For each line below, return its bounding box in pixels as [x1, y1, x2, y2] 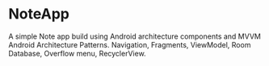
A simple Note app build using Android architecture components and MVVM [8, 31, 261, 41]
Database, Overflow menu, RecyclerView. [8, 48, 147, 58]
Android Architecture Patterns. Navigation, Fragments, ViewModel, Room [8, 39, 251, 49]
